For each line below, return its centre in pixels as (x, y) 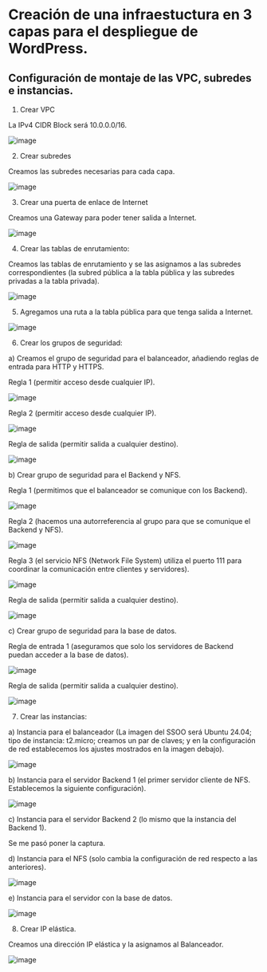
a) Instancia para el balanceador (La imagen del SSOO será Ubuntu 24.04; (130, 732)
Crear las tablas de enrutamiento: (75, 248)
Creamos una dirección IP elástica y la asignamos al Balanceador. (116, 944)
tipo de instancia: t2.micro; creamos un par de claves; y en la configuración (132, 740)
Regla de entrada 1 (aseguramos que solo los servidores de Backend (121, 646)
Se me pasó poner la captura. (57, 843)
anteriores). (27, 867)
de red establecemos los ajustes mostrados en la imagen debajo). (116, 749)
